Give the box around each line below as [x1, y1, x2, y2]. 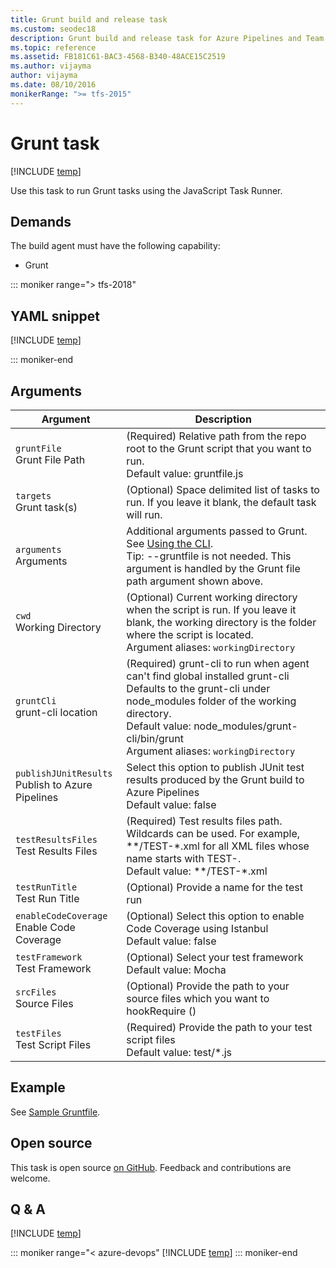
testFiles [15, 1028, 62, 1039]
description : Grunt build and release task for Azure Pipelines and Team [10, 33, 325, 43]
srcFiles [15, 987, 57, 998]
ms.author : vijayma [10, 61, 92, 71]
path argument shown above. [126, 574, 264, 588]
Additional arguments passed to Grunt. [126, 524, 308, 538]
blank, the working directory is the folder [126, 616, 317, 629]
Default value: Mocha [126, 963, 227, 976]
